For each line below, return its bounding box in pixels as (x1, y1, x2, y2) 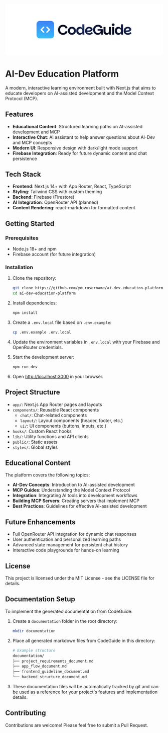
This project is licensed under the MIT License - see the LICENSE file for (5, 575, 154, 581)
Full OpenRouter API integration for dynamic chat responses (12, 531, 137, 537)
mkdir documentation (12, 628, 56, 633)
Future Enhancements (5, 518, 76, 526)
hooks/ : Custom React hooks (12, 428, 72, 434)
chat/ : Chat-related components (20, 412, 87, 418)
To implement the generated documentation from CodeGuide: (5, 608, 133, 614)
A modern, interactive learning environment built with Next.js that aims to (5, 85, 156, 91)
